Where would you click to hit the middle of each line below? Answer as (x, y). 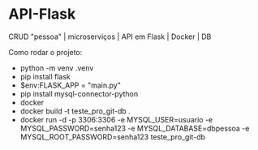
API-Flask (42, 14)
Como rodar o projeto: (45, 52)
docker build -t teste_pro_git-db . (75, 111)
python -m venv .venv (57, 68)
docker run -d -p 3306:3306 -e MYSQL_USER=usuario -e (116, 119)
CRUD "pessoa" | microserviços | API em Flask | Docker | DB (110, 36)
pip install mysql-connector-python (79, 93)
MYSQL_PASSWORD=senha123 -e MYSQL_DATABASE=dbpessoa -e (135, 128)
